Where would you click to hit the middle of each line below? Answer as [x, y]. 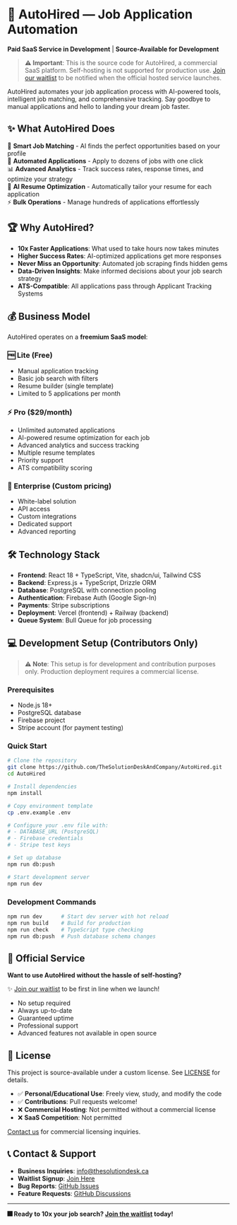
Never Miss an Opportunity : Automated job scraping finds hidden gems [122, 263]
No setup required [44, 1003]
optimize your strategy [40, 179]
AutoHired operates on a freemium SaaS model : [78, 337]
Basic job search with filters [58, 378]
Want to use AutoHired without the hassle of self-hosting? [95, 975]
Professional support [48, 1026]
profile [17, 153]
